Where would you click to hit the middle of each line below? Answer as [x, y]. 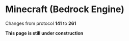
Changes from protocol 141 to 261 [41, 23]
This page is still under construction [44, 33]
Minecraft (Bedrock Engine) [65, 9]
